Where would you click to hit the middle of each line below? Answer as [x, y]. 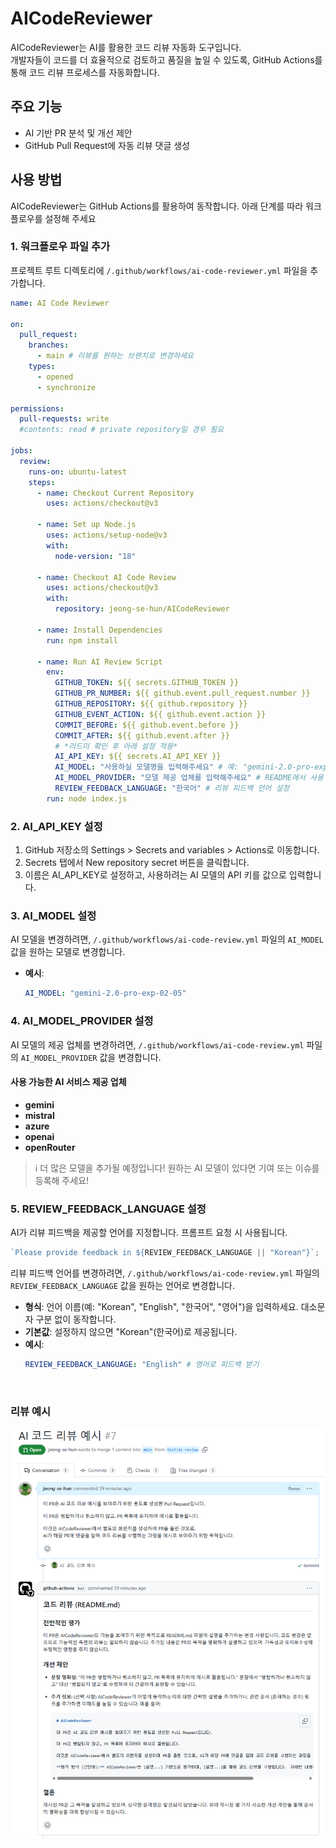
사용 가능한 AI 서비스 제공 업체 [68, 1082]
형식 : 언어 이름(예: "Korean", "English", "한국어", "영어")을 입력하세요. [161, 1306]
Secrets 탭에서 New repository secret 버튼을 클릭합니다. [137, 863]
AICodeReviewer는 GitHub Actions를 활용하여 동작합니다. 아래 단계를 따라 [157, 206]
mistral [39, 1115]
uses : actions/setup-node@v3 [107, 535]
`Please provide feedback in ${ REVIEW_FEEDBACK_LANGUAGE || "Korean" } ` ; [165, 1253]
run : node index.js [87, 798]
